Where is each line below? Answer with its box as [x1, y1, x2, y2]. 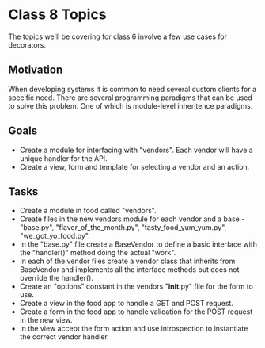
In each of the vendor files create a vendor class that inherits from [19, 256, 236, 266]
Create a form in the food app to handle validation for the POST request [19, 307, 253, 316]
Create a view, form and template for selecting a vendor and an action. [19, 162, 250, 171]
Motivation [8, 63, 63, 77]
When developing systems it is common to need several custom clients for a [8, 84, 257, 94]
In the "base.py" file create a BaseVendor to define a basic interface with [19, 239, 257, 249]
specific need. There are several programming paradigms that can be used [8, 93, 253, 102]
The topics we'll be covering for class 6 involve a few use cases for [8, 32, 228, 41]
